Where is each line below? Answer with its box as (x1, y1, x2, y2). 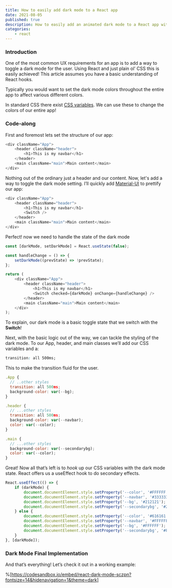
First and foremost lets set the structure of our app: (5, 132, 114, 138)
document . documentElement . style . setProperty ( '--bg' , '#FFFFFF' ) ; (24, 523, 166, 528)
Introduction (5, 48, 37, 56)
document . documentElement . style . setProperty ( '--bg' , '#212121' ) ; (24, 499, 166, 504)
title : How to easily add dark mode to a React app (5, 7, 118, 13)
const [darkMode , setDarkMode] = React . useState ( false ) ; (5, 244, 130, 249)
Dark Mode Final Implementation (5, 549, 88, 557)
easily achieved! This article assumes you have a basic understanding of (5, 71, 159, 77)
